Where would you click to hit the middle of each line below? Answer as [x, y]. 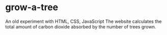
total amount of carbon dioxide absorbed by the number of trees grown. [81, 26]
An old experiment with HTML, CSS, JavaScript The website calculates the [83, 21]
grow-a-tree [32, 7]
